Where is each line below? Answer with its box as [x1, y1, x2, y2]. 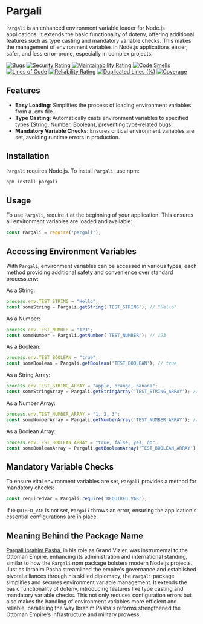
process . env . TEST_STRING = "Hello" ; [6, 298, 98, 304]
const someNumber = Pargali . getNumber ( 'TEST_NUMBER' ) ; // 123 [6, 332, 166, 339]
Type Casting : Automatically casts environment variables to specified [14, 114, 189, 121]
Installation [6, 151, 50, 161]
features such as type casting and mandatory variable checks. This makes [6, 37, 192, 44]
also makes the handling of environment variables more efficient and [6, 597, 177, 605]
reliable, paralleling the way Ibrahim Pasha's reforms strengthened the [6, 604, 181, 611]
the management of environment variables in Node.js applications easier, [6, 43, 188, 51]
